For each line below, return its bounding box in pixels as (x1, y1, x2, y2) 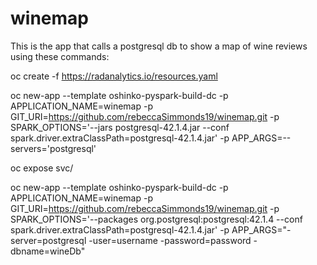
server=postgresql (10, 234, 87, 246)
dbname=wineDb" (10, 245, 86, 257)
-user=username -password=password (88, 234, 252, 246)
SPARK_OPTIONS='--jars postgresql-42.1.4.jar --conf (10, 121, 230, 133)
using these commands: (10, 50, 110, 62)
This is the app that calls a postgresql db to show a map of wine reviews (10, 40, 308, 52)
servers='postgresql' (10, 142, 97, 154)
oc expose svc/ (10, 162, 74, 174)
